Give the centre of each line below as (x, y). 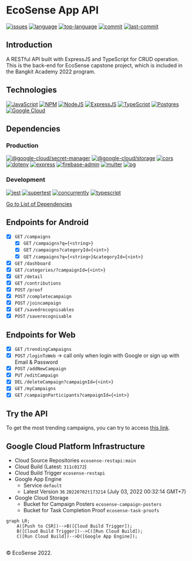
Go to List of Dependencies (39, 204)
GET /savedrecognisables (44, 310)
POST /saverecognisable (43, 317)
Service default (43, 485)
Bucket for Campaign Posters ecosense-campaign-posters (92, 504)
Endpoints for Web (41, 335)
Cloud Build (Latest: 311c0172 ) (50, 467)
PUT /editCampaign (36, 376)
